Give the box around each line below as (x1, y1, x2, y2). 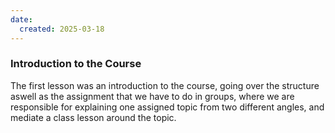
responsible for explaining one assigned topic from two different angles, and (10, 101, 325, 113)
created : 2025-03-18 (19, 24, 105, 34)
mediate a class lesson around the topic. (10, 111, 177, 123)
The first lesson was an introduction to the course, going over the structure (10, 79, 320, 91)
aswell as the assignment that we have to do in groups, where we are (10, 90, 295, 102)
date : (10, 14, 33, 25)
